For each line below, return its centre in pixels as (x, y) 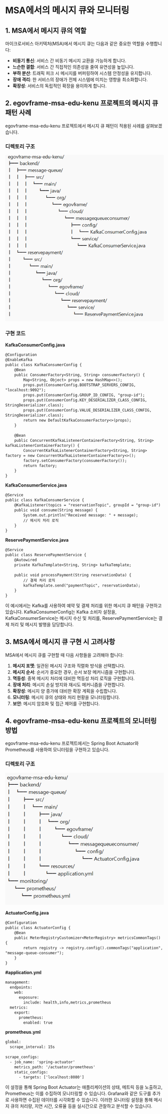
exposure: (29, 997)
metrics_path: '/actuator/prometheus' (55, 1067)
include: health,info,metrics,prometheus (67, 1002)
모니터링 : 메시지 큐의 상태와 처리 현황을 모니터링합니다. (66, 697)
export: (22, 1012)
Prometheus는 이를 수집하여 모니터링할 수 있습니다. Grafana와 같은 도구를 (78, 1093)
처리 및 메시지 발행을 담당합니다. (42, 624)
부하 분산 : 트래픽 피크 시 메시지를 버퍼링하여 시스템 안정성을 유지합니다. (82, 73)
